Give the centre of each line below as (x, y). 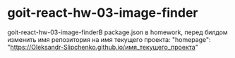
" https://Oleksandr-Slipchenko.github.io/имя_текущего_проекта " (103, 47)
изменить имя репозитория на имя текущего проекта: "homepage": (109, 39)
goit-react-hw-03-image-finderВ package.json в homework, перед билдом (117, 32)
